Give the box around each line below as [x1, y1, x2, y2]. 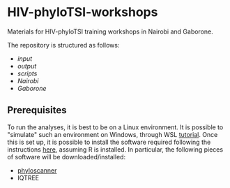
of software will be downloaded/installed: [7, 152, 126, 161]
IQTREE [17, 173, 40, 182]
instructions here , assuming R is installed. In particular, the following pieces [7, 145, 224, 154]
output [17, 62, 37, 70]
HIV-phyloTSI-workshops [7, 4, 158, 20]
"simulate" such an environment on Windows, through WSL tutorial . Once [7, 130, 218, 138]
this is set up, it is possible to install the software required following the [7, 138, 211, 146]
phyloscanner [17, 166, 57, 175]
